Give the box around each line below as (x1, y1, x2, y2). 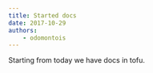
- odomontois (22, 33, 66, 42)
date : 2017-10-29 (8, 19, 66, 27)
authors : (8, 26, 38, 34)
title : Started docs (8, 11, 78, 20)
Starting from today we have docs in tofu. (8, 56, 146, 65)
